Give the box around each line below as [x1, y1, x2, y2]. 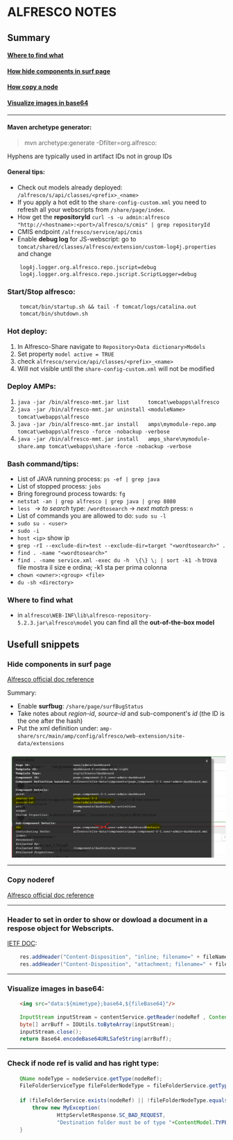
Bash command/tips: [7, 459, 79, 468]
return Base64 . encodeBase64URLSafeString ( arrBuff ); [19, 1035, 172, 1043]
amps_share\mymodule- [148, 435, 210, 443]
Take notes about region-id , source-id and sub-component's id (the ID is [17, 709, 225, 718]
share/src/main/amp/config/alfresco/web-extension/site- [17, 733, 186, 740]
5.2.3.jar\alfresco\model [17, 620, 92, 627]
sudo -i [17, 528, 40, 535]
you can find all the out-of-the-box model [93, 618, 215, 627]
